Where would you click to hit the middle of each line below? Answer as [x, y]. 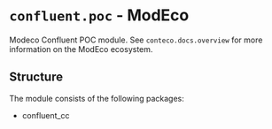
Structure [36, 77]
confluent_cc [46, 115]
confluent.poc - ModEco [99, 15]
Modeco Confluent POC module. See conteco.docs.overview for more [136, 40]
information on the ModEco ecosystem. [81, 49]
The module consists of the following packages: [97, 98]
